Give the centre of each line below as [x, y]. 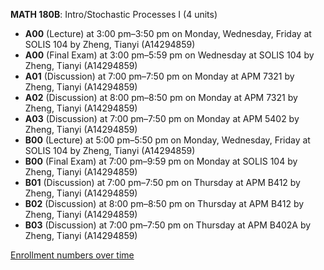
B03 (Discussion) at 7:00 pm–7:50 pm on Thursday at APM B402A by [168, 225]
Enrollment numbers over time [72, 255]
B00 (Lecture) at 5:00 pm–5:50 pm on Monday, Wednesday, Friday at [167, 140]
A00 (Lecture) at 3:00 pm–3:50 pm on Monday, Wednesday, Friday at [168, 33]
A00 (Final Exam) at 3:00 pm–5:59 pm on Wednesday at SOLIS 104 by [169, 55]
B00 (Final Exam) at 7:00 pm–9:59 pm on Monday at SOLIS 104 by [161, 161]
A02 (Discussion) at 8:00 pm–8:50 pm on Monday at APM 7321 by [161, 97]
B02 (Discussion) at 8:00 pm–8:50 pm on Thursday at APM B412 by [164, 203]
